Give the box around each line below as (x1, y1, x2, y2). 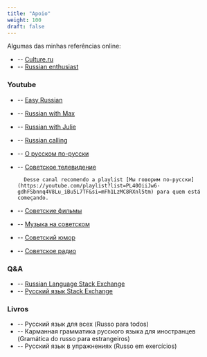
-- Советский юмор (17, 233, 76, 241)
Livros (7, 304, 29, 313)
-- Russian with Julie (17, 122, 77, 131)
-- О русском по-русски (17, 149, 89, 158)
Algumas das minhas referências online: (7, 42, 121, 51)
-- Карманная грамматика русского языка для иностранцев (17, 327, 196, 336)
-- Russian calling (17, 136, 68, 144)
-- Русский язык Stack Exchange (17, 286, 113, 295)
